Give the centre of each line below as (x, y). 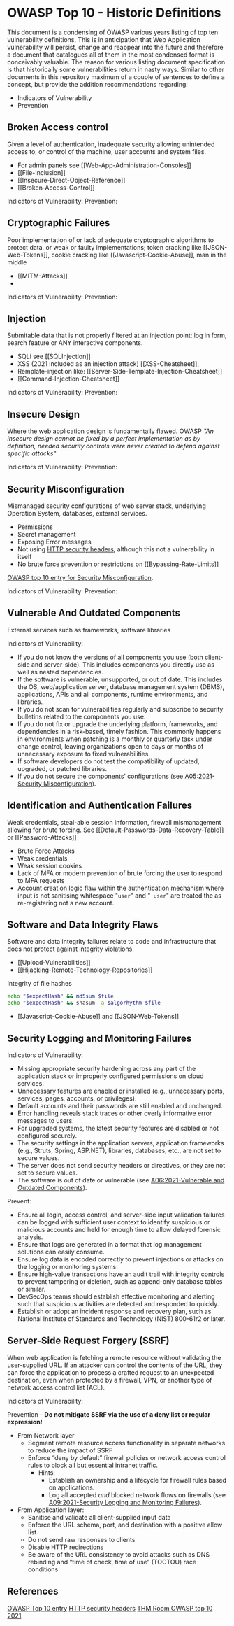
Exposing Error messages (54, 542)
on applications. (72, 1487)
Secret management (46, 534)
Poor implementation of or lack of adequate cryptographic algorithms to (111, 240)
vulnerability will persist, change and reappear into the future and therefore (115, 47)
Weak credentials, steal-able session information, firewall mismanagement (114, 822)
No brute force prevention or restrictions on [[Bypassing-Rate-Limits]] (118, 564)
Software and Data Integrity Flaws (83, 925)
